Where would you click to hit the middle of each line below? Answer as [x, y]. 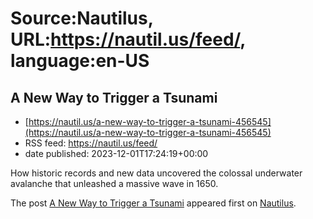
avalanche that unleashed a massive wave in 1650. [114, 183]
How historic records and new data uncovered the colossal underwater [156, 173]
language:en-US [80, 61]
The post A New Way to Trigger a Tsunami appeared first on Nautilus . [153, 203]
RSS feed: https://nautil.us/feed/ [91, 143]
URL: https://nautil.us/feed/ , [128, 39]
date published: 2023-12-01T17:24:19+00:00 [116, 153]
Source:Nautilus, [82, 18]
